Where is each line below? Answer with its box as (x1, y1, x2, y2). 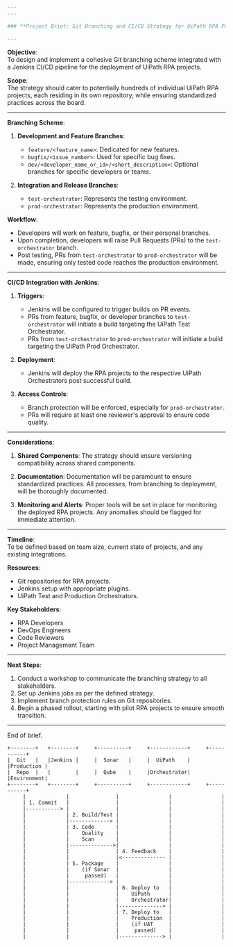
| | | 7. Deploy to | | (22, 908, 225, 916)
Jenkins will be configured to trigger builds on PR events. (27, 305, 191, 313)
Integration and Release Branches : (17, 181, 119, 189)
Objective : (7, 48, 38, 56)
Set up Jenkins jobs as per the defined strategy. (17, 689, 155, 697)
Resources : (7, 563, 41, 572)
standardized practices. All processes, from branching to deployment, (17, 479, 217, 488)
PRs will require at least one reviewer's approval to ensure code (27, 411, 210, 419)
